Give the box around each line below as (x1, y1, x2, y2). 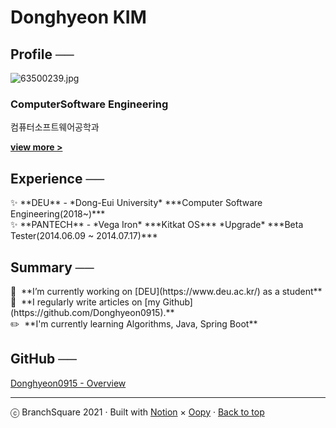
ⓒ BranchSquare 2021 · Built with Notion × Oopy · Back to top (10, 406, 265, 418)
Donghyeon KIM (10, 6, 147, 29)
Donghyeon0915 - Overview (10, 377, 127, 389)
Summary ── (10, 259, 95, 276)
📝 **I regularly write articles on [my (10, 296, 161, 308)
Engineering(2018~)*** (10, 208, 106, 220)
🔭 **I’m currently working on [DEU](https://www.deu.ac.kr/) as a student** (10, 285, 323, 297)
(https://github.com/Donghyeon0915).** (10, 306, 175, 318)
